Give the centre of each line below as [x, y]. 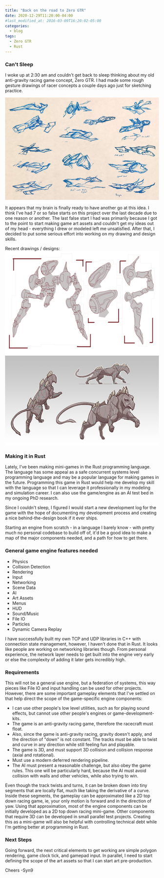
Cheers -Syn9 [19, 870]
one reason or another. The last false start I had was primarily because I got [81, 218]
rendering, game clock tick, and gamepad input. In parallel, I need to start [79, 855]
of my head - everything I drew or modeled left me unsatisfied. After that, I [80, 229]
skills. [11, 239]
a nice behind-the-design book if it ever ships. [52, 518]
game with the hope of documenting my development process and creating [81, 513]
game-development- [133, 713]
